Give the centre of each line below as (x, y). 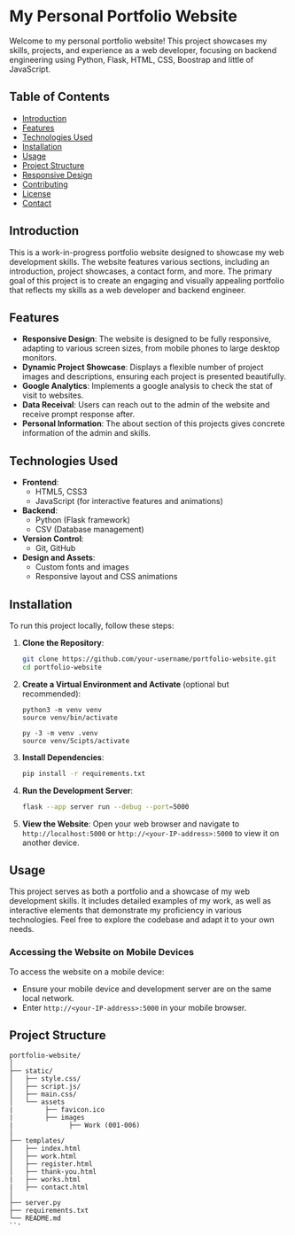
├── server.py (35, 1203)
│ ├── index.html (45, 1149)
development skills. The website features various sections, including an (140, 261)
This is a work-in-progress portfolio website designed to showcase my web (147, 252)
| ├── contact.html (49, 1188)
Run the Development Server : (78, 790)
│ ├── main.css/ (43, 1095)
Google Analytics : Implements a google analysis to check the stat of (147, 386)
